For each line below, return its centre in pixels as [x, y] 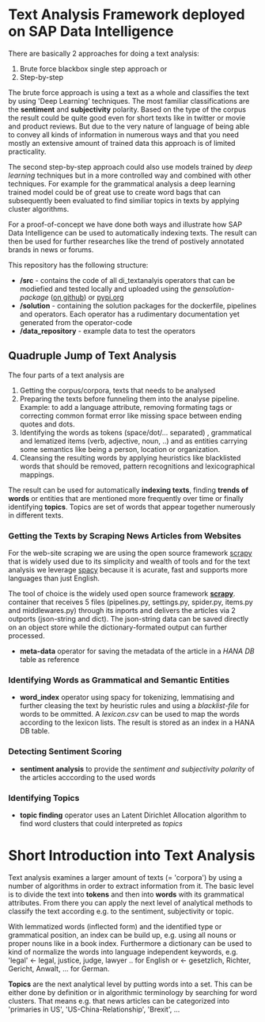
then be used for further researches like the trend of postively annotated [126, 241]
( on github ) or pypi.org [87, 297]
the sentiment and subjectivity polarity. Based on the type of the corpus [127, 109]
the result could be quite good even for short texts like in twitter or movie [127, 117]
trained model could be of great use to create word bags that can [115, 192]
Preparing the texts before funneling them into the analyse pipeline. [129, 399]
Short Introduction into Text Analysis [132, 856]
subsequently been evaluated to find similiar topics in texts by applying [124, 201]
